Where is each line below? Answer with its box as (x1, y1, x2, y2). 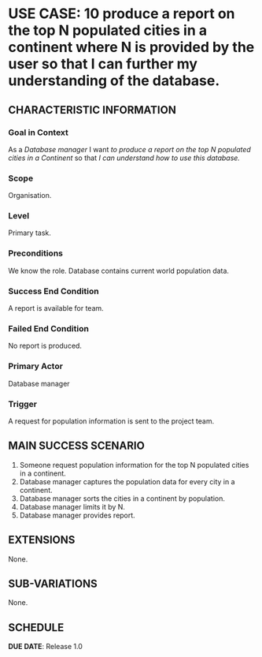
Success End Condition (8, 286, 100, 297)
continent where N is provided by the (8, 39, 255, 56)
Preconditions (8, 248, 64, 259)
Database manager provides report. (19, 510, 135, 520)
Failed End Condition (8, 323, 89, 334)
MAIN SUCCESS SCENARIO (8, 439, 146, 453)
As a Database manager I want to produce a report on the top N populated (8, 144, 252, 154)
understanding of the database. (8, 72, 220, 90)
